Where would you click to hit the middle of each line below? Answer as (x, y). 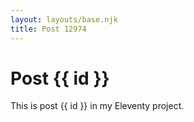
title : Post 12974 (48, 29)
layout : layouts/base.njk (64, 19)
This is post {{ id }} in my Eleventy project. (97, 106)
